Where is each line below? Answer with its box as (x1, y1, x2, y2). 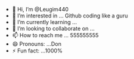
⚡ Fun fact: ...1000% (12, 47, 63, 54)
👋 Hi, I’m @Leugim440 (12, 6, 69, 13)
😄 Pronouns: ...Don (12, 40, 62, 48)
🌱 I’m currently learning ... (12, 19, 77, 25)
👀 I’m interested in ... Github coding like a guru (12, 12, 128, 19)
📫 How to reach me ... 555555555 (12, 32, 99, 39)
